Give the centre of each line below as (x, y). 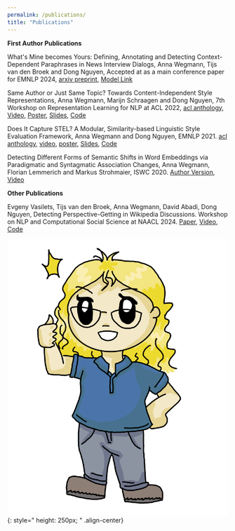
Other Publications (35, 193)
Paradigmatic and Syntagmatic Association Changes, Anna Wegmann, (109, 164)
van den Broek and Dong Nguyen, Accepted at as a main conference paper (116, 72)
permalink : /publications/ (47, 15)
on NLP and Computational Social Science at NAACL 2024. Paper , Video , (113, 222)
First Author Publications (45, 43)
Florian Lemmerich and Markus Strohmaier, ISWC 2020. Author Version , (111, 172)
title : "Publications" (40, 22)
